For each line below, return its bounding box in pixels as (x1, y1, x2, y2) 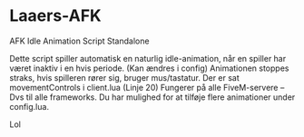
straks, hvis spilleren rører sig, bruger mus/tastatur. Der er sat (9, 72, 240, 83)
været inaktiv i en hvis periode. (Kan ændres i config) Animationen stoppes (9, 63, 289, 73)
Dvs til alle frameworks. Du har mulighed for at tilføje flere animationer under (9, 92, 296, 103)
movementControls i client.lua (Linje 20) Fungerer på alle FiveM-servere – (9, 82, 285, 93)
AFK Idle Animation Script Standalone (9, 35, 150, 46)
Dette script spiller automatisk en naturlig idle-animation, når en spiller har (9, 53, 287, 64)
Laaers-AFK (9, 5, 102, 26)
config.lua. (9, 101, 50, 112)
